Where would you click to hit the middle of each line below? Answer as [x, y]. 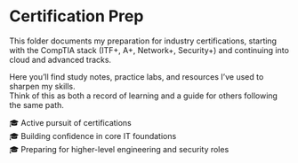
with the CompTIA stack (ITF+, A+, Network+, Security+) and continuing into [149, 50]
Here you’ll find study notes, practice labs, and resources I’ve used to [137, 76]
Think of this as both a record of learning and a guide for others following [144, 96]
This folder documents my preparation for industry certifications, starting [143, 41]
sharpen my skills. [42, 86]
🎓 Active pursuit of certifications [70, 122]
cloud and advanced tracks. [60, 59]
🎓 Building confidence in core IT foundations [93, 136]
